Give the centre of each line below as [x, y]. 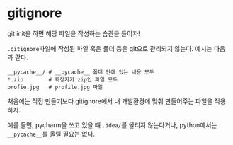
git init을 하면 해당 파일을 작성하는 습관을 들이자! [74, 33]
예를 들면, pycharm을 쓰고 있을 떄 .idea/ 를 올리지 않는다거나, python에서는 [112, 124]
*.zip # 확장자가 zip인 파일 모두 [63, 79]
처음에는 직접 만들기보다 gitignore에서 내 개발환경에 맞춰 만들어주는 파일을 [110, 101]
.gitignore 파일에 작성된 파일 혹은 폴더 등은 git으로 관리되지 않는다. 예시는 [110, 48]
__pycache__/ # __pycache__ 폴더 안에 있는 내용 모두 [81, 72]
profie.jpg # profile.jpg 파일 [55, 87]
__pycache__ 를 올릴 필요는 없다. [51, 134]
